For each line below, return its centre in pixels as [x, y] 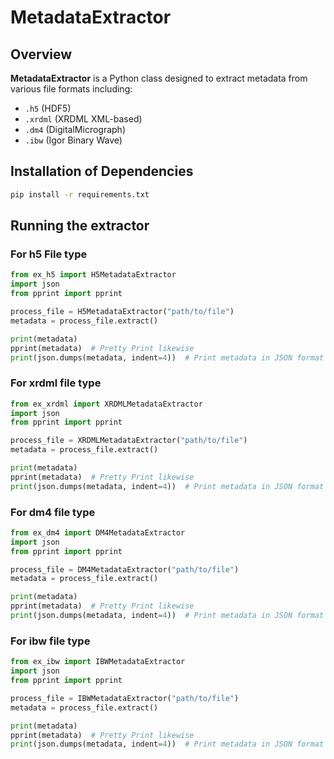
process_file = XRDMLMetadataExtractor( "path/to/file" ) [129, 441]
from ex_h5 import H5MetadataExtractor [93, 275]
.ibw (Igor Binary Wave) [73, 140]
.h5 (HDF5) [48, 108]
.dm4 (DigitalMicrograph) [75, 129]
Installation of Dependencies [102, 171]
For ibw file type [50, 641]
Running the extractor [80, 226]
